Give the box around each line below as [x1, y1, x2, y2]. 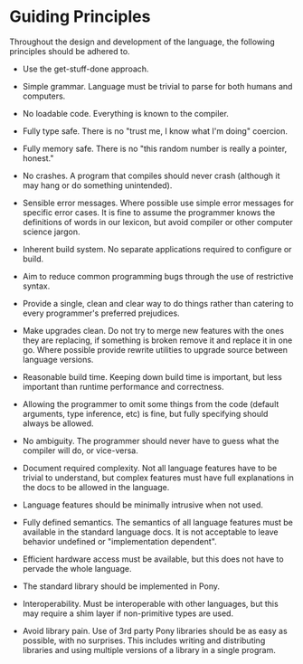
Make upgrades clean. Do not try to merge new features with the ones [22, 325, 285, 336]
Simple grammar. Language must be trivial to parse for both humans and [22, 81, 293, 91]
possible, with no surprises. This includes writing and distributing [22, 635, 266, 646]
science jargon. [22, 226, 80, 237]
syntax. [22, 280, 51, 291]
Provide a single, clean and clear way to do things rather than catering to [22, 298, 294, 308]
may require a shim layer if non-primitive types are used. [22, 608, 233, 619]
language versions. [22, 354, 94, 365]
